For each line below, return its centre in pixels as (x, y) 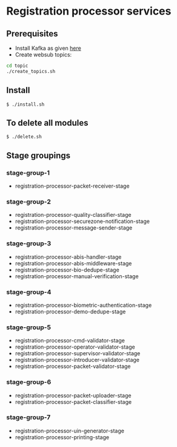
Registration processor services (89, 11)
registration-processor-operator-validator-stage (75, 347)
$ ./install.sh (25, 104)
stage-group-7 (28, 417)
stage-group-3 (29, 244)
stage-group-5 (29, 327)
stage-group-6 (29, 382)
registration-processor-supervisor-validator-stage (78, 353)
